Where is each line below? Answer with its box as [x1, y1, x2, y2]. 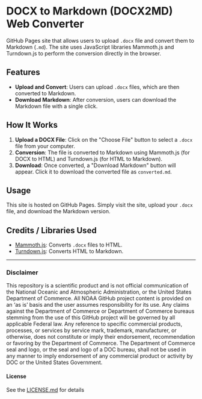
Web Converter [6, 17, 84, 31]
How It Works [6, 120, 58, 130]
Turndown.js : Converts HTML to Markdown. [14, 248, 124, 255]
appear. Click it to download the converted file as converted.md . [14, 168, 173, 175]
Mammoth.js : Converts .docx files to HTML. [14, 241, 123, 248]
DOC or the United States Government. [6, 359, 103, 366]
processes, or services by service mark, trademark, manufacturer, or [6, 327, 177, 334]
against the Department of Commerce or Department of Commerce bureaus [6, 307, 195, 315]
